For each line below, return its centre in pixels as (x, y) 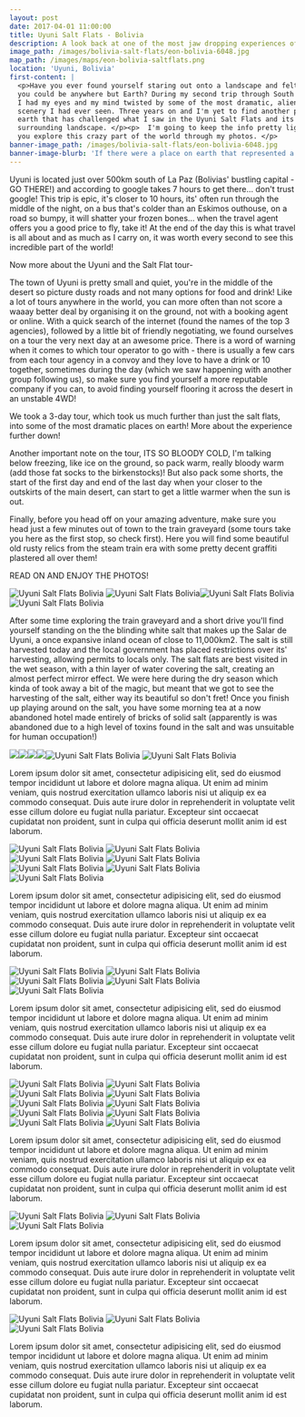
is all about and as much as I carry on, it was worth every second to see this (151, 237)
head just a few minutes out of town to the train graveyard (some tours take (150, 528)
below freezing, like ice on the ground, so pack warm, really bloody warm (147, 463)
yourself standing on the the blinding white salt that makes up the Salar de (148, 630)
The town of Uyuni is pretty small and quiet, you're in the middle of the (141, 282)
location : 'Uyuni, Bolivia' (63, 69)
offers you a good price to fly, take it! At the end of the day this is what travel (152, 228)
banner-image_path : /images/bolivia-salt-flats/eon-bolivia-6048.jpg (144, 145)
